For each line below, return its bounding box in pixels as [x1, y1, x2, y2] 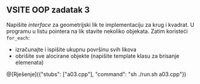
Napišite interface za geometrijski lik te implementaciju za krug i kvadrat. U [6, 21, 195, 28]
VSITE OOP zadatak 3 [6, 5, 90, 15]
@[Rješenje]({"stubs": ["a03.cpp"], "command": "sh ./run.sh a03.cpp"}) [6, 70, 187, 78]
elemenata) [15, 58, 44, 66]
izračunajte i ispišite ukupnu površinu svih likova [15, 46, 137, 53]
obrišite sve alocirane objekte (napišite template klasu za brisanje [15, 52, 180, 60]
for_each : [6, 33, 30, 41]
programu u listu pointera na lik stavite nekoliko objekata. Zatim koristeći [6, 27, 188, 35]
